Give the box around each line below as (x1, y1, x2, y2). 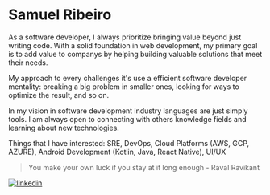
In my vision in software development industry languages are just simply (8, 106, 248, 116)
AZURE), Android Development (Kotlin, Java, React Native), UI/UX (8, 147, 226, 156)
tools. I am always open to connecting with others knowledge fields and (8, 114, 247, 124)
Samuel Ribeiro (8, 6, 112, 24)
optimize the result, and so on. (8, 90, 110, 100)
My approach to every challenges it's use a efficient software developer (8, 73, 247, 83)
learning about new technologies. (8, 123, 119, 132)
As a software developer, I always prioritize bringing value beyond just (8, 32, 242, 42)
